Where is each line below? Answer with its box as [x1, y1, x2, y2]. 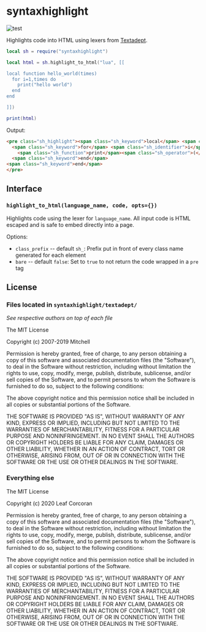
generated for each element [15, 251, 86, 259]
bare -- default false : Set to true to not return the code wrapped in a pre [15, 257, 199, 265]
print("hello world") [17, 82, 72, 88]
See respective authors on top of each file [6, 314, 113, 322]
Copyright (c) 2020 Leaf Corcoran [6, 500, 93, 507]
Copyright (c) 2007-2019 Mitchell [6, 338, 91, 346]
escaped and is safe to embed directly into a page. [6, 221, 135, 228]
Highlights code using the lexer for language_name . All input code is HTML [6, 215, 191, 222]
